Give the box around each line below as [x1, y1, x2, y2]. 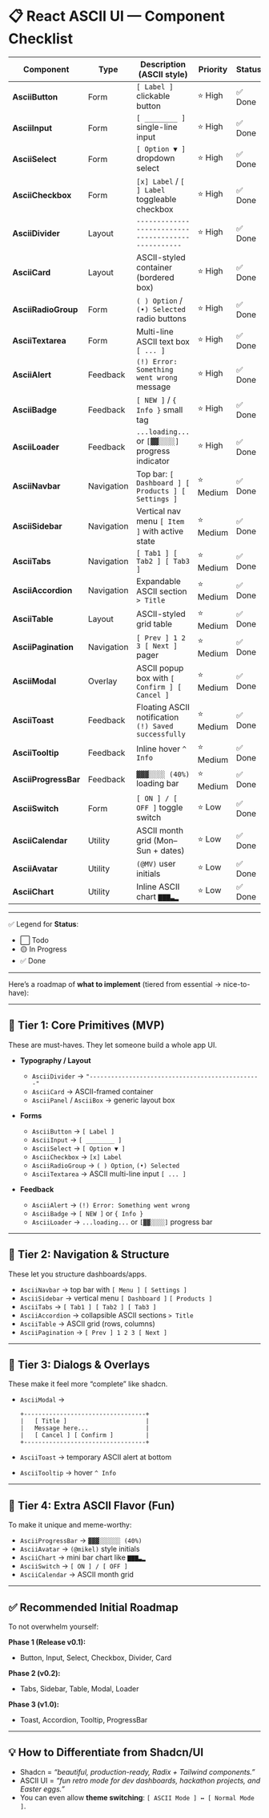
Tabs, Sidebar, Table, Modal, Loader [19, 1684, 139, 1694]
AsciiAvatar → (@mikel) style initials [19, 1544, 140, 1554]
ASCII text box [135, 335, 191, 347]
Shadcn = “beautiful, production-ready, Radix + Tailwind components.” [19, 1767, 255, 1776]
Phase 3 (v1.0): [8, 1699, 60, 1709]
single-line [135, 121, 178, 132]
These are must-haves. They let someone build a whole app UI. [8, 1040, 218, 1049]
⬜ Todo [19, 935, 50, 944]
